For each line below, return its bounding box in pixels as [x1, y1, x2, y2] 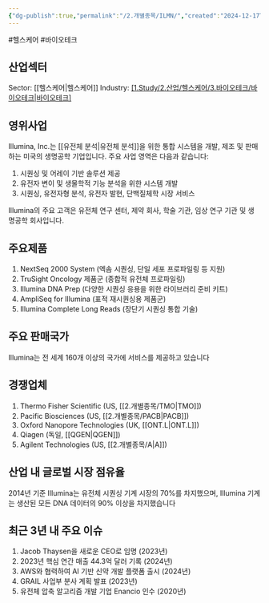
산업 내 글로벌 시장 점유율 [8, 465, 126, 479]
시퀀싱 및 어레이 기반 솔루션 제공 [19, 169, 121, 179]
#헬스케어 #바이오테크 [8, 34, 78, 44]
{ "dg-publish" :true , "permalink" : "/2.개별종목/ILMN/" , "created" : [8, 11, 221, 20]
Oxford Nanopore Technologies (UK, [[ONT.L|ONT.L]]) [19, 420, 200, 429]
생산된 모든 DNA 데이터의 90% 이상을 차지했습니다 [16, 498, 176, 508]
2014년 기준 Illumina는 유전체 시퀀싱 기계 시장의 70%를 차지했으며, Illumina [8, 488, 246, 497]
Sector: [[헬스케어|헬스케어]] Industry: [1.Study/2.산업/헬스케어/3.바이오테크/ [8, 83, 251, 93]
